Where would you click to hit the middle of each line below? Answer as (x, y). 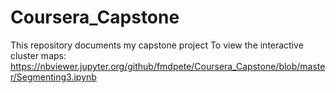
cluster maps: (38, 55)
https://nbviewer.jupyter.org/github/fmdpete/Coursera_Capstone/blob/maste (168, 66)
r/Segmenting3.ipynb (53, 77)
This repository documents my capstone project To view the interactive (157, 45)
